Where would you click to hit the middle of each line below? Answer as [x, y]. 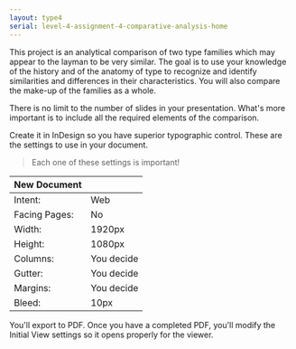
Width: [28, 229]
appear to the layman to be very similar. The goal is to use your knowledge [148, 61]
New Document [48, 184]
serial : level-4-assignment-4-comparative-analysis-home [119, 26]
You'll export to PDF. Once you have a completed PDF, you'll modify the [143, 325]
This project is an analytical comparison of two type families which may [142, 52]
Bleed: [28, 302]
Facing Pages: [44, 214]
